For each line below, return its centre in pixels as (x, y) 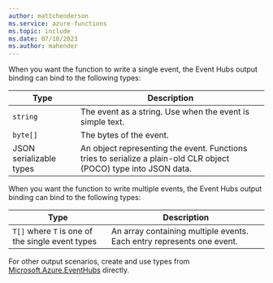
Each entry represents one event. (174, 242)
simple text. (102, 122)
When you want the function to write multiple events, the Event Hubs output (135, 189)
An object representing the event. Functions (164, 149)
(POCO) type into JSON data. (136, 169)
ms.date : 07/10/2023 (43, 39)
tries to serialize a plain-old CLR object (155, 159)
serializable (35, 159)
